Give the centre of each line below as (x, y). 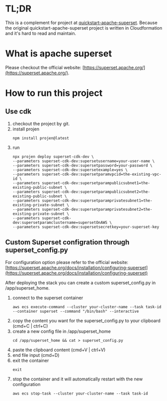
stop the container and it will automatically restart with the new (77, 379)
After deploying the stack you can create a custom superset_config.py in (80, 283)
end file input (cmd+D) (36, 355)
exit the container (31, 360)
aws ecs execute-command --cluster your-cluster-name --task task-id (87, 307)
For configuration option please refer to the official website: (67, 262)
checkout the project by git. (41, 123)
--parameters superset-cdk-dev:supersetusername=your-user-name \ (83, 161)
